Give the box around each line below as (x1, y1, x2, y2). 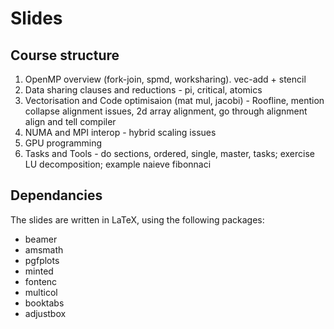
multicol (24, 286, 58, 298)
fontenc (24, 275, 58, 287)
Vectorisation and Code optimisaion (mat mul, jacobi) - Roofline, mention (24, 95, 325, 106)
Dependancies (10, 187, 103, 204)
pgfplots (24, 254, 60, 266)
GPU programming (24, 137, 103, 149)
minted (24, 265, 54, 277)
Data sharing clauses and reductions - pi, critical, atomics (24, 84, 263, 96)
